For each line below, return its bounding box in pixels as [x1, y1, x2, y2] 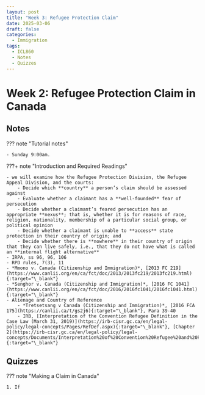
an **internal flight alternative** [6, 248, 99, 255]
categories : [6, 32, 37, 38]
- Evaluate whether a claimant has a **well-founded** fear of [17, 195, 182, 201]
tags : [6, 43, 20, 49]
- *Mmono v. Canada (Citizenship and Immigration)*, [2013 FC [6, 265, 168, 271]
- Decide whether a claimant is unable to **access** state [17, 227, 173, 234]
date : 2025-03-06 [6, 20, 51, 26]
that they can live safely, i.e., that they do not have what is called [6, 244, 195, 250]
